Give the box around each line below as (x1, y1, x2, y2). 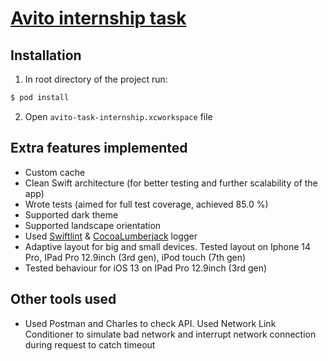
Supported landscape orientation (24, 219, 162, 231)
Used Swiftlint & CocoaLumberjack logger (24, 230, 198, 242)
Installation (10, 47, 82, 64)
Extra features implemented (10, 140, 188, 157)
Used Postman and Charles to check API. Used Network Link (24, 317, 277, 329)
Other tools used (10, 291, 117, 308)
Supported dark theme (24, 208, 119, 221)
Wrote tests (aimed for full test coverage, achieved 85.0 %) (24, 198, 269, 210)
